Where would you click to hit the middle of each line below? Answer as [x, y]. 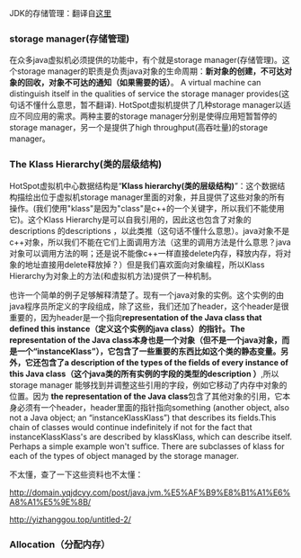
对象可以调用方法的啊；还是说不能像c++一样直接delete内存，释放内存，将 [146, 253]
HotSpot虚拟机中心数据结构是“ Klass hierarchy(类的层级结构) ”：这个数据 [143, 185]
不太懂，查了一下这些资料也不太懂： [76, 474]
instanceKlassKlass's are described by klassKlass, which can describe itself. [151, 436]
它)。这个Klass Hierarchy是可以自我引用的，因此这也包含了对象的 [130, 220]
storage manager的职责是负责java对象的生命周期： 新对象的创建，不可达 [150, 71]
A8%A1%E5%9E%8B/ [50, 501]
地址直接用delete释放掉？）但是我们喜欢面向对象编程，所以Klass [145, 265]
